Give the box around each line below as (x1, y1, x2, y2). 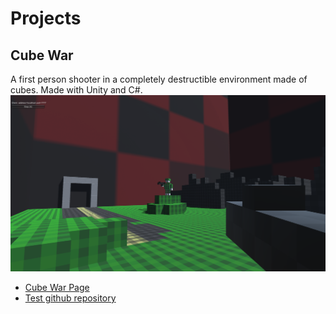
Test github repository (24, 292, 117, 304)
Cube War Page (24, 282, 90, 294)
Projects (10, 7, 82, 30)
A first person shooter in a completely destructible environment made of (10, 73, 308, 85)
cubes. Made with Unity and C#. (10, 84, 143, 96)
